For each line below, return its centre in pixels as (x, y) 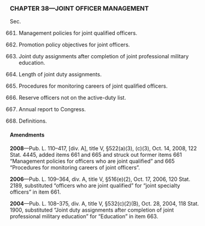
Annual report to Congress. (52, 109)
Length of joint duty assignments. (60, 75)
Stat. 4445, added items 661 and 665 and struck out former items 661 (96, 154)
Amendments (27, 135)
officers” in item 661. (35, 192)
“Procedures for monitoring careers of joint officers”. (75, 167)
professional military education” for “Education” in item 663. (84, 216)
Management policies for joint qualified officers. (78, 33)
